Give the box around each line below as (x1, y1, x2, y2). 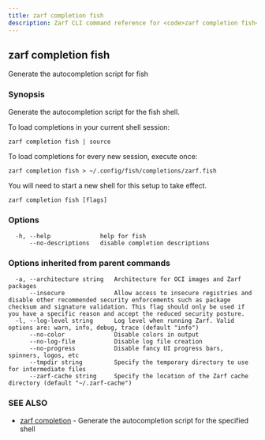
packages (8, 283, 37, 290)
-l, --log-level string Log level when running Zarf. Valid (15, 317, 235, 325)
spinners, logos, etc (8, 351, 80, 360)
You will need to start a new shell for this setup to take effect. (8, 180, 207, 190)
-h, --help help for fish (15, 232, 147, 240)
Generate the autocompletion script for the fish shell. (8, 107, 180, 116)
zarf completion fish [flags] (8, 195, 108, 204)
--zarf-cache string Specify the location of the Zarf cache (28, 373, 248, 381)
